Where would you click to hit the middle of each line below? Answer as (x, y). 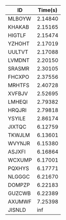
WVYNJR (19, 144)
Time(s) (48, 10)
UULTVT (18, 52)
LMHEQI (18, 102)
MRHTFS (19, 85)
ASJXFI (17, 152)
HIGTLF (17, 35)
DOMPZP (19, 185)
